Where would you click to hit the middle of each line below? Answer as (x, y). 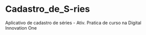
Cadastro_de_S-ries (48, 9)
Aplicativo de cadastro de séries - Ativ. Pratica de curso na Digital (74, 23)
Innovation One (21, 28)
